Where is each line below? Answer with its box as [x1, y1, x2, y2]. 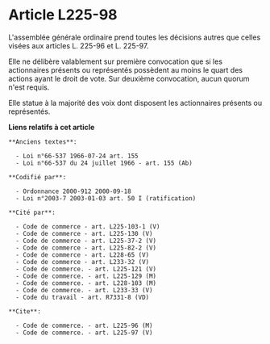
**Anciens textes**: [8, 137, 78, 146]
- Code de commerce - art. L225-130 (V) [15, 229, 153, 237]
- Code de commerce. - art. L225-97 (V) [15, 329, 153, 337]
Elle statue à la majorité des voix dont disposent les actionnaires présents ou [8, 98, 263, 107]
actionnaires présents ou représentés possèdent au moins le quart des [8, 65, 243, 74]
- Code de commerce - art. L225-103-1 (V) [15, 222, 160, 231]
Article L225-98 [8, 6, 118, 24]
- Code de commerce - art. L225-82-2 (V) [15, 244, 157, 252]
